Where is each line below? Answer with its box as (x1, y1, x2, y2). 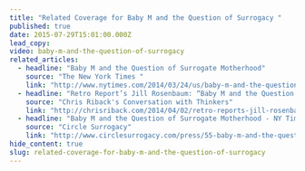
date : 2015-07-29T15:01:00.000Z (9, 30, 132, 39)
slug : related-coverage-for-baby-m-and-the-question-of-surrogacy (9, 147, 266, 157)
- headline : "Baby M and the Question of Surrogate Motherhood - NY (17, 114, 282, 123)
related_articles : (9, 55, 79, 64)
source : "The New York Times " (25, 72, 144, 81)
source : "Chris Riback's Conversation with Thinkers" (25, 97, 233, 107)
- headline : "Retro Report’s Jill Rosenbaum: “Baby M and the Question (17, 89, 295, 98)
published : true (9, 22, 71, 31)
